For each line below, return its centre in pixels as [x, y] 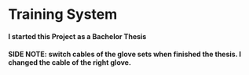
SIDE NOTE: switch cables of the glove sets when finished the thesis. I [125, 54]
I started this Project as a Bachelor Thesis [77, 36]
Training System [63, 14]
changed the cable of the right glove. [70, 62]
